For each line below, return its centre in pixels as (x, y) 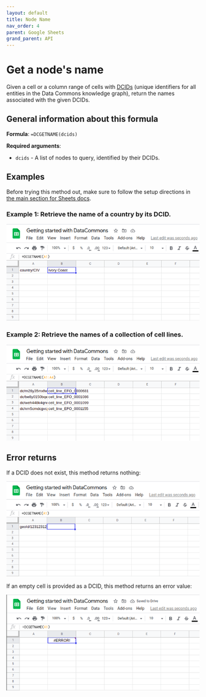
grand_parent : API (30, 39)
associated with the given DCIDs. (48, 100)
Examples (25, 177)
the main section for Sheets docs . (49, 198)
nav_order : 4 (23, 26)
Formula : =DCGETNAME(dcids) (42, 134)
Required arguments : (34, 146)
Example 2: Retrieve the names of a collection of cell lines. (95, 335)
